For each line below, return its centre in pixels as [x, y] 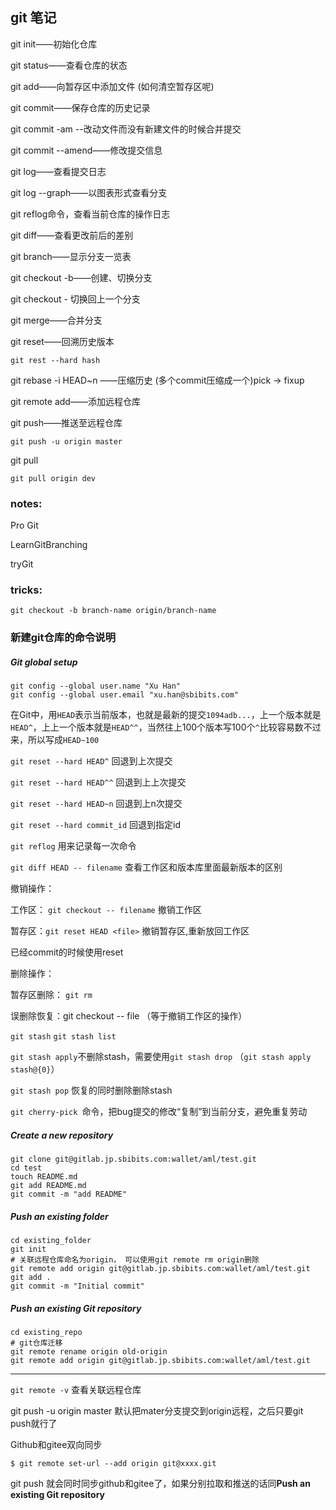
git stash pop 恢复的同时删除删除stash [91, 1090]
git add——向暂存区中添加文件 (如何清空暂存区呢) [112, 86]
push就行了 [34, 1424]
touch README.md [44, 1177]
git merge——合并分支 [56, 320]
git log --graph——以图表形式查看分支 [89, 192]
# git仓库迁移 [36, 1343]
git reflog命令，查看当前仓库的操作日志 [90, 214]
